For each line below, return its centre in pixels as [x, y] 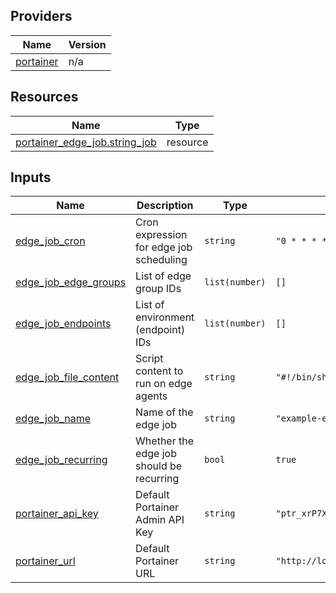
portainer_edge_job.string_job [86, 142]
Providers [41, 16]
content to [159, 371]
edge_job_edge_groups [71, 282]
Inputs [31, 177]
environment [165, 317]
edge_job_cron [50, 241]
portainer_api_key [57, 514]
